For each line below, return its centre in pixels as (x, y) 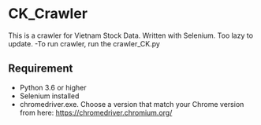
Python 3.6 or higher (53, 87)
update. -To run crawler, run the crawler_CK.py (84, 43)
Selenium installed (49, 96)
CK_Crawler (48, 14)
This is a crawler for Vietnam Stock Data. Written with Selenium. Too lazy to (131, 35)
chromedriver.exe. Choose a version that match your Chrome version (132, 104)
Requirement (41, 69)
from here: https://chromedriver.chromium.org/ (96, 112)
